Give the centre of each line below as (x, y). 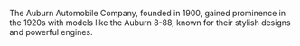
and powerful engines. (51, 32)
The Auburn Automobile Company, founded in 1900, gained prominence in (148, 13)
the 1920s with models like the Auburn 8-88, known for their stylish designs (150, 23)
